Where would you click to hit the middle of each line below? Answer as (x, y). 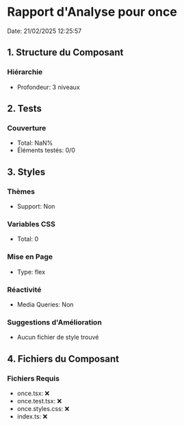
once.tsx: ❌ (33, 393)
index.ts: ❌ (32, 416)
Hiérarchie (25, 72)
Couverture (27, 128)
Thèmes (21, 191)
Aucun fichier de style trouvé (58, 338)
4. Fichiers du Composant (63, 358)
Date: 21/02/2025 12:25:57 (44, 31)
